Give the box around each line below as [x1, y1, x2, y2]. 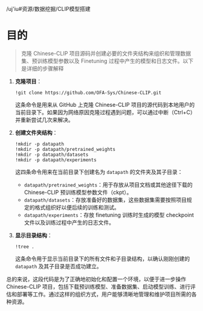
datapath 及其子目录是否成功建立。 [14, 262, 103, 270]
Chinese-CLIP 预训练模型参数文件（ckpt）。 [24, 188, 132, 196]
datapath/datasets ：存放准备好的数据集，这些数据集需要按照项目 [24, 196, 187, 204]
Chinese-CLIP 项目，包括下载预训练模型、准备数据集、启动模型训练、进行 [6, 283, 191, 290]
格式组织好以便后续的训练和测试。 [34, 204, 120, 211]
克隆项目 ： [14, 77, 42, 85]
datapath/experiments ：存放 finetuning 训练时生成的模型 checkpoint [24, 211, 195, 219]
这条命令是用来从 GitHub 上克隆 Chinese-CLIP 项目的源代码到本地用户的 [14, 101, 195, 108]
